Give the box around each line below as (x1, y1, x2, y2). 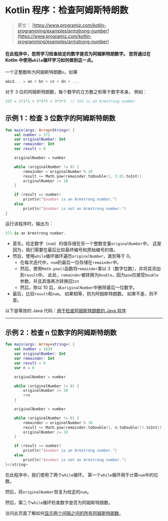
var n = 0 (14, 365, 35, 370)
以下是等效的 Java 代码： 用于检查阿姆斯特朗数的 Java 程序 (5, 307, 126, 314)
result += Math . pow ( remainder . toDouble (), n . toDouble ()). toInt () (23, 425, 162, 430)
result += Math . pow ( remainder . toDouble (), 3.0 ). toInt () (23, 174, 142, 179)
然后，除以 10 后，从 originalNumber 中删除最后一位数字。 (19, 284, 137, 290)
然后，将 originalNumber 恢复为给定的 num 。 (5, 488, 91, 495)
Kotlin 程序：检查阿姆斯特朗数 (5, 5, 128, 16)
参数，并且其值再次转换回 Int (19, 278, 80, 284)
